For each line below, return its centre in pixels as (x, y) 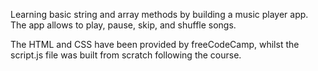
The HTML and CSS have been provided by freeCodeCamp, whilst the (155, 44)
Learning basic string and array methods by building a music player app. (159, 14)
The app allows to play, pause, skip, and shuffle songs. (123, 25)
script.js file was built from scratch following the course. (126, 55)
